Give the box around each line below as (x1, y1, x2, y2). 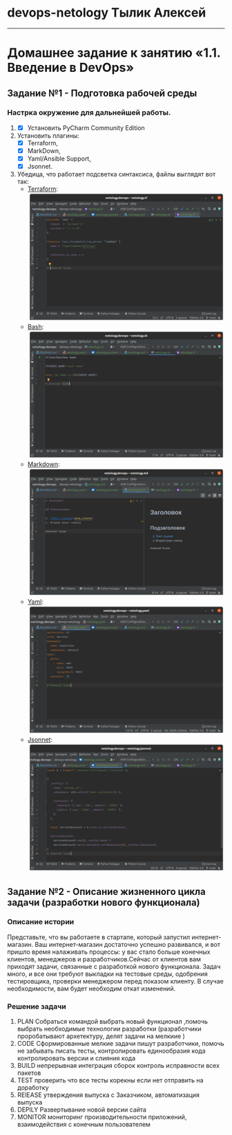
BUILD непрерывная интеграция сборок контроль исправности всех (17, 1062, 220, 1070)
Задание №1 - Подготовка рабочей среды (7, 87, 197, 99)
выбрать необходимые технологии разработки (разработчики (17, 1025, 202, 1033)
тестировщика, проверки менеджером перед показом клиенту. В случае (7, 977, 224, 985)
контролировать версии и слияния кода (17, 1054, 136, 1062)
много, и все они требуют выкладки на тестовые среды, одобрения (7, 970, 209, 978)
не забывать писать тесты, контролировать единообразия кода (17, 1046, 206, 1055)
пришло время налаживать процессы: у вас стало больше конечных (7, 948, 211, 956)
